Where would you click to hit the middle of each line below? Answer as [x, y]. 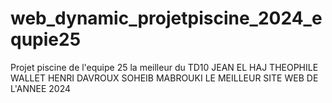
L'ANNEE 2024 [40, 88]
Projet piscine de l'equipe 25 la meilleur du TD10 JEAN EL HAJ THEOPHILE [164, 67]
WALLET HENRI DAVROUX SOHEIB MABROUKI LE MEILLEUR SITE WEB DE [164, 78]
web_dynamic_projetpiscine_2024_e [166, 18]
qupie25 [46, 39]
